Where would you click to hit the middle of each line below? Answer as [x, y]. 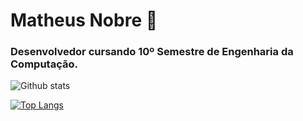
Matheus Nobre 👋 [84, 20]
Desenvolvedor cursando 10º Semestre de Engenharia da [152, 52]
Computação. [44, 64]
